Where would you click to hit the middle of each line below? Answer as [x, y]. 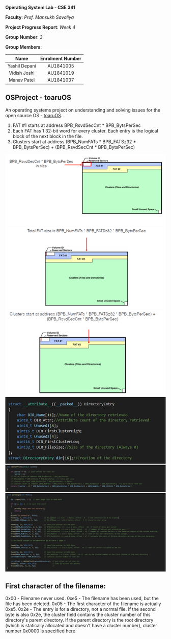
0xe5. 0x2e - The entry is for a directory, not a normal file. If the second [81, 609]
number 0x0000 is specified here [40, 631]
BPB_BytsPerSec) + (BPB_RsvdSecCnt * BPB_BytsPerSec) [74, 147]
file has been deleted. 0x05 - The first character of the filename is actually [83, 604]
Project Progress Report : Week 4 [40, 27]
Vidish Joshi [22, 73]
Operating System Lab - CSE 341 [40, 7]
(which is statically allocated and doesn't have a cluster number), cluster [81, 625]
